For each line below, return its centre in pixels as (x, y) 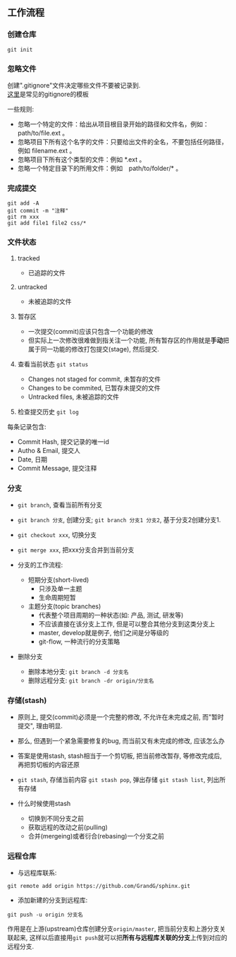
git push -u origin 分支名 (45, 915)
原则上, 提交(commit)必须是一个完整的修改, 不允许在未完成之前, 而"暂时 (120, 717)
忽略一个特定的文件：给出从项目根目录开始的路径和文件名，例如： (113, 124)
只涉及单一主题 (60, 589)
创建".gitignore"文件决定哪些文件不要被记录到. (74, 85)
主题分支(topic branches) (64, 606)
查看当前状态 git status (53, 364)
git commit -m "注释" (38, 211)
